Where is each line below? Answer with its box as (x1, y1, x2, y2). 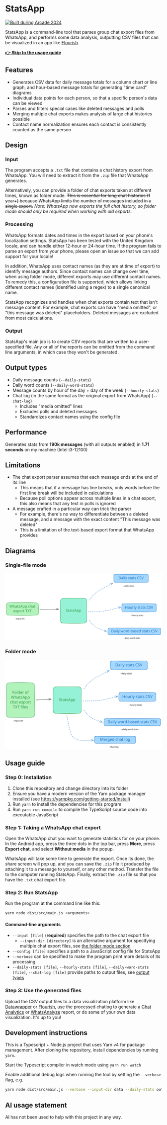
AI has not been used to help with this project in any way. (5, 1114, 122, 1120)
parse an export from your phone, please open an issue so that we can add (5, 248, 159, 254)
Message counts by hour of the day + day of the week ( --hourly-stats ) (12, 387, 159, 393)
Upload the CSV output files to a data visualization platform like (5, 998, 135, 1004)
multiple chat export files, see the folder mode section (19, 943, 131, 949)
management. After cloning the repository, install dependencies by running (5, 1047, 159, 1053)
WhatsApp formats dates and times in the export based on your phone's (5, 232, 153, 238)
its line (12, 479, 26, 485)
